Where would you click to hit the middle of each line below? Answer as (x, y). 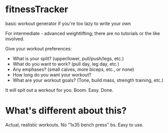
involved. (15, 39)
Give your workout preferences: (39, 48)
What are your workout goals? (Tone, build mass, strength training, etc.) (88, 80)
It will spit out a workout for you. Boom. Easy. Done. (59, 90)
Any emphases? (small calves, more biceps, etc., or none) (73, 69)
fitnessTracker (37, 9)
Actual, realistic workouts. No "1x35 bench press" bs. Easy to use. (74, 125)
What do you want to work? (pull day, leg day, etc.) (66, 64)
